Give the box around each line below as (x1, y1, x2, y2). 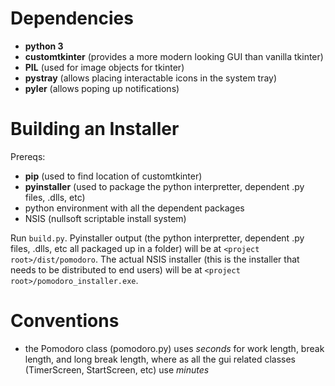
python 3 (24, 40, 64, 52)
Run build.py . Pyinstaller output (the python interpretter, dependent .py (10, 232, 305, 244)
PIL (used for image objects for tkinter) (24, 61, 185, 73)
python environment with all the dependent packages (24, 202, 245, 214)
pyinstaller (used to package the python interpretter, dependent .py (24, 180, 305, 192)
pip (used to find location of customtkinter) (24, 170, 203, 182)
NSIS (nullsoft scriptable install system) (24, 212, 187, 224)
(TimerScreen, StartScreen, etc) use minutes (24, 363, 210, 376)
